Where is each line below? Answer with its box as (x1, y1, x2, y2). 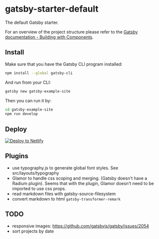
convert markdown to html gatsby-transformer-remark (12, 196, 121, 202)
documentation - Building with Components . (5, 34, 94, 40)
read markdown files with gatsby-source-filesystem (12, 191, 116, 197)
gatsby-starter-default (5, 3, 99, 15)
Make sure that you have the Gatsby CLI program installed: (5, 61, 123, 67)
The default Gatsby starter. (5, 19, 59, 25)
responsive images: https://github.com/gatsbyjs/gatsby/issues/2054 (12, 223, 149, 229)
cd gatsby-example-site (5, 107, 53, 112)
